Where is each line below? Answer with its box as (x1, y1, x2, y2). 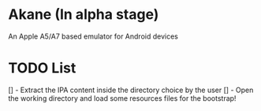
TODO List (8, 59, 76, 77)
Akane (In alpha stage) (8, 6, 159, 24)
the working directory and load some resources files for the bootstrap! (8, 93, 237, 103)
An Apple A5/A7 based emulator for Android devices (8, 31, 179, 41)
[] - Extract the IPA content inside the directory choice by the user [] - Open (8, 85, 254, 94)
